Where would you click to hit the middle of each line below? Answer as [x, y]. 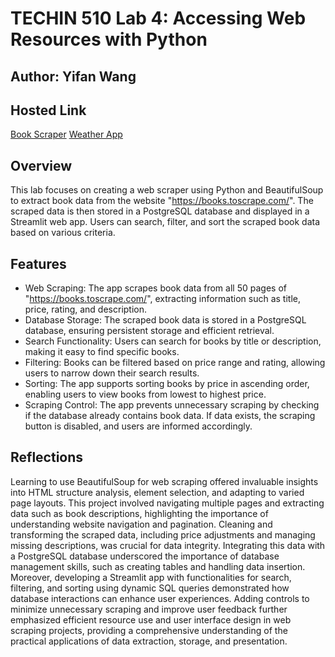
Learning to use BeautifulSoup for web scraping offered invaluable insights [164, 481]
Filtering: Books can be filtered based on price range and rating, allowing [175, 363]
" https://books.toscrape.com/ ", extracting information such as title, [162, 299]
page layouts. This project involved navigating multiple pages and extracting [167, 503]
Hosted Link [48, 110]
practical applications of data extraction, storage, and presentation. [149, 641]
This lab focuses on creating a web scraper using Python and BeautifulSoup [167, 190]
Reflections [47, 457]
